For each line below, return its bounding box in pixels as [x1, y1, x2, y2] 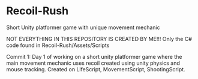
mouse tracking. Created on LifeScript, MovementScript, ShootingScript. [6, 65, 185, 72]
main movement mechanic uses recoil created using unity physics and [6, 59, 180, 67]
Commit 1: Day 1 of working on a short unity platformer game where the [6, 53, 182, 60]
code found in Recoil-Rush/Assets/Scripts [6, 42, 110, 49]
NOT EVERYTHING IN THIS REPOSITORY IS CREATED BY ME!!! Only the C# [6, 35, 192, 42]
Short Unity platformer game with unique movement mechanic [6, 24, 160, 31]
